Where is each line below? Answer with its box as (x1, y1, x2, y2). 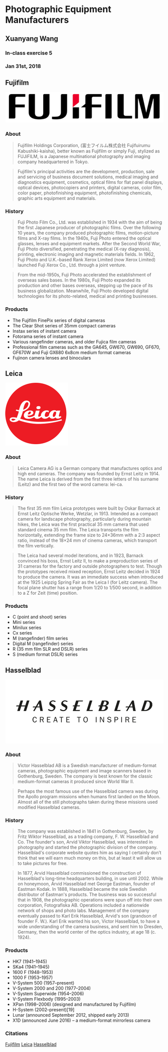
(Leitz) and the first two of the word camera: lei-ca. (17, 481, 123, 487)
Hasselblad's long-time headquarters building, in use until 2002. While (17, 875, 163, 882)
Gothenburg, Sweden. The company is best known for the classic (17, 773, 153, 779)
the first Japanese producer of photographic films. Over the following (17, 225, 161, 231)
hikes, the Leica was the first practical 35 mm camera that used (17, 521, 149, 527)
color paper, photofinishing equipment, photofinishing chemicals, (17, 190, 152, 196)
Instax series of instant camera (12, 328, 77, 334)
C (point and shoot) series (12, 614, 67, 620)
